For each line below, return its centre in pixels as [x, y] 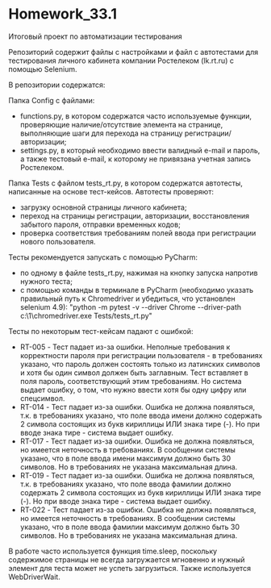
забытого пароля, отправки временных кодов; [100, 224]
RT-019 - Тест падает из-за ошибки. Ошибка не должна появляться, [138, 475]
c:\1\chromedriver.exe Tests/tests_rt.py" [86, 315]
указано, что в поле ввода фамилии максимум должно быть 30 [130, 527]
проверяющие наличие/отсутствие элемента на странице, [121, 124]
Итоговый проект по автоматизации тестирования [96, 36]
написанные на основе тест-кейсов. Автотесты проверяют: [111, 191]
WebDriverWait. [34, 577]
